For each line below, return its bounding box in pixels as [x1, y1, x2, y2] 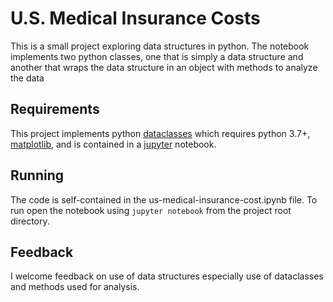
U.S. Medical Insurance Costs [10, 7, 261, 30]
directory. [10, 215, 50, 227]
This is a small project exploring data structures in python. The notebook [10, 40, 310, 52]
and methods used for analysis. [10, 281, 140, 293]
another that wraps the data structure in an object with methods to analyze [10, 61, 318, 73]
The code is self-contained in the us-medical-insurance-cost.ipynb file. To [10, 193, 318, 206]
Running [10, 167, 65, 184]
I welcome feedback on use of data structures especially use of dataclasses [10, 270, 324, 282]
